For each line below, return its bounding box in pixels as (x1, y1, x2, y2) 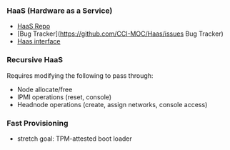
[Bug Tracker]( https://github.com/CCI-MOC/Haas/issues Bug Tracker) (16, 29, 224, 38)
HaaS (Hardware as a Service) (6, 6, 113, 16)
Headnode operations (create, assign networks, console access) (16, 100, 208, 109)
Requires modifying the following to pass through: (6, 71, 154, 80)
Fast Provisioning (6, 118, 69, 128)
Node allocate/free (16, 85, 73, 94)
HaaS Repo (16, 22, 51, 31)
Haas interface (16, 37, 61, 46)
